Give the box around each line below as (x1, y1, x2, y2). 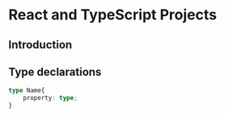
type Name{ (8, 86, 45, 94)
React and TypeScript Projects (8, 6, 217, 24)
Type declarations (8, 65, 102, 78)
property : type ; (23, 94, 79, 102)
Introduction (8, 38, 73, 52)
